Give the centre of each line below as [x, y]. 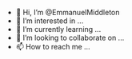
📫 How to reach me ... [53, 47]
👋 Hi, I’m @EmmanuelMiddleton [68, 12]
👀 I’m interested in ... [50, 21]
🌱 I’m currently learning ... [58, 29]
